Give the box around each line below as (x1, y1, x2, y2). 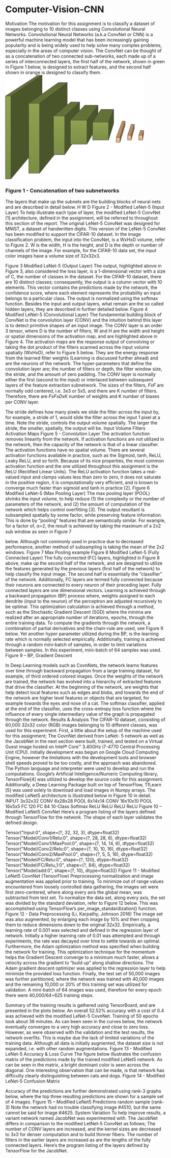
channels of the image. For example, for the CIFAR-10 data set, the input (5, 248, 157, 254)
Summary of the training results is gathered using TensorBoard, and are (5, 1002, 156, 1008)
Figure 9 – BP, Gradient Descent (5, 653, 72, 659)
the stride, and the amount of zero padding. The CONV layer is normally (5, 371, 156, 377)
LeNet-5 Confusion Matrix (5, 1078, 60, 1084)
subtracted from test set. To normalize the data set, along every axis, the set (5, 895, 165, 901)
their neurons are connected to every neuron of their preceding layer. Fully (5, 582, 162, 588)
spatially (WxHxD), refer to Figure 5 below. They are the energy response (5, 350, 159, 356)
